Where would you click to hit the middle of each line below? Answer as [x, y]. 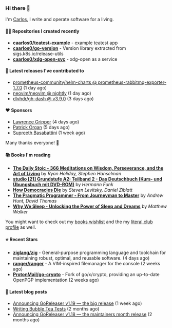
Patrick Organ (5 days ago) [41, 127]
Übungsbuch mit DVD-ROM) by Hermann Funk [63, 185]
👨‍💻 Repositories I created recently [42, 31]
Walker [20, 212]
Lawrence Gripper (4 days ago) [46, 122]
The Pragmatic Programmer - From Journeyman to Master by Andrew [88, 195]
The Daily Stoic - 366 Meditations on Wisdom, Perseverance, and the [88, 168]
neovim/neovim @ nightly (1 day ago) [52, 93]
